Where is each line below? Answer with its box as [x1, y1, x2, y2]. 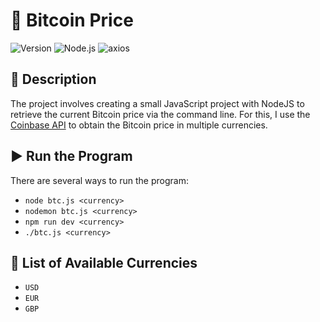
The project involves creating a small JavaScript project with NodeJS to [10, 97, 305, 109]
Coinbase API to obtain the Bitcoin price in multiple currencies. [10, 119, 268, 131]
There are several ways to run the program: [10, 174, 189, 186]
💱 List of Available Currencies [10, 254, 198, 271]
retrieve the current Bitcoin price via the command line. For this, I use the [10, 108, 311, 120]
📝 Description [10, 71, 97, 88]
